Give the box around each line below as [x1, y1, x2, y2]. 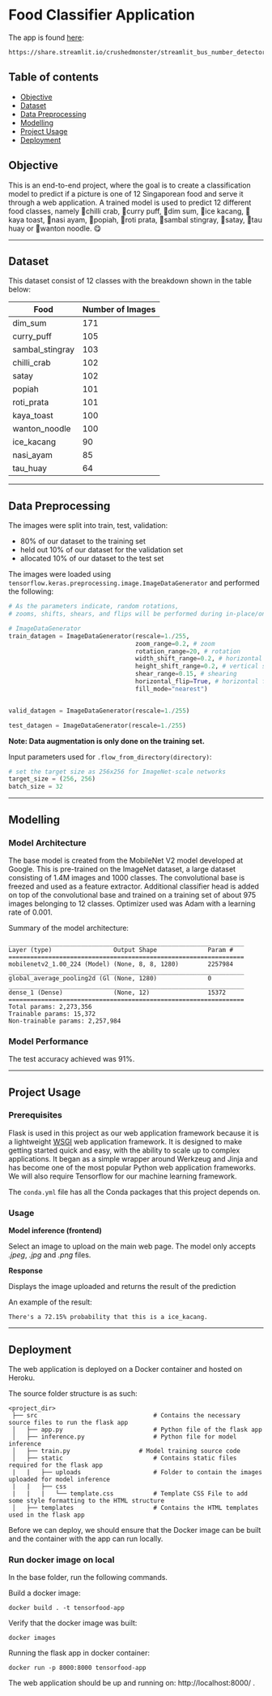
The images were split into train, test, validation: [8, 521, 168, 530]
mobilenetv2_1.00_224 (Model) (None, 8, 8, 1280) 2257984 [8, 960, 233, 968]
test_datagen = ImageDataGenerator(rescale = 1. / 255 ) [8, 721, 186, 729]
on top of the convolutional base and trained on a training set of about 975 [8, 889, 257, 899]
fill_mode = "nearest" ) [134, 685, 208, 693]
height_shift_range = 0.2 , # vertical [134, 662, 259, 671]
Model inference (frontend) [8, 1226, 103, 1235]
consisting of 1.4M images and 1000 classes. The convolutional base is [8, 872, 245, 882]
